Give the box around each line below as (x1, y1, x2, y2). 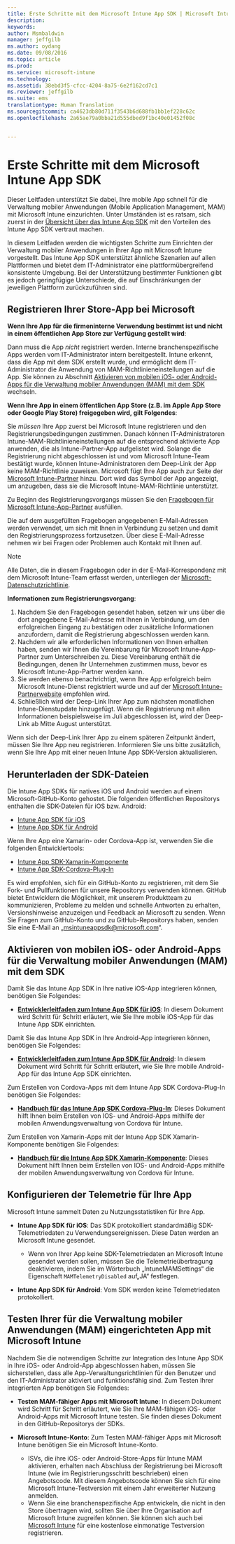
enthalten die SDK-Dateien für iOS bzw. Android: (7, 802, 147, 810)
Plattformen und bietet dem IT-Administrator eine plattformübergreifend (7, 261, 213, 269)
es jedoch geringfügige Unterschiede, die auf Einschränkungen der (7, 275, 201, 284)
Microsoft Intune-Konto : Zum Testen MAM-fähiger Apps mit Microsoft (17, 1433, 222, 1441)
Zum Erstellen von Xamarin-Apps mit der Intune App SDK (7, 1133, 171, 1141)
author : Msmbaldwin (7, 29, 64, 37)
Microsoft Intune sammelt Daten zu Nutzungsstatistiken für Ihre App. (7, 1207, 205, 1216)
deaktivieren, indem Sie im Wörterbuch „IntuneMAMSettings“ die (27, 1264, 215, 1273)
